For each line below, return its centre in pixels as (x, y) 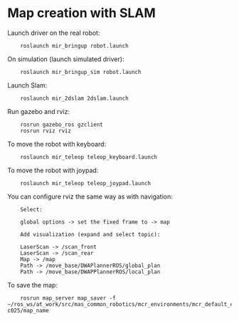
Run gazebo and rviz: (38, 111)
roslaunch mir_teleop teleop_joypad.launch (86, 183)
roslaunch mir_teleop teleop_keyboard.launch (89, 157)
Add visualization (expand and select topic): (90, 234)
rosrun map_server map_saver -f (68, 298)
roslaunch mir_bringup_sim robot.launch (81, 72)
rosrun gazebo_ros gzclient (62, 125)
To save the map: (33, 285)
